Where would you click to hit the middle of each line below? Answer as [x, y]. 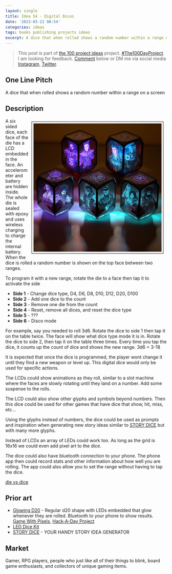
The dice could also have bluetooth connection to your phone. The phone [83, 456]
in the [11, 159]
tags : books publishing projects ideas [48, 33]
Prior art [19, 498]
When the [16, 257]
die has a [15, 143]
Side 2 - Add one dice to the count [49, 299]
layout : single [21, 11]
